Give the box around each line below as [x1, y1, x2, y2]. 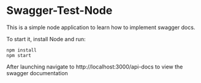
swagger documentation [6, 69, 69, 76]
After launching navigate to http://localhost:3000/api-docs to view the [6, 63, 183, 70]
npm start [6, 52, 32, 58]
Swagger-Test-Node [6, 4, 113, 18]
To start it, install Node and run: [6, 35, 86, 42]
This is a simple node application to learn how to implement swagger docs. [6, 24, 195, 31]
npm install [6, 47, 37, 53]
